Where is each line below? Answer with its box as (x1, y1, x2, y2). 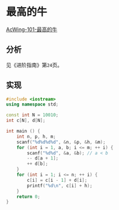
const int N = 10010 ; (6, 112, 59, 118)
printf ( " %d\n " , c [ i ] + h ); (27, 182, 93, 188)
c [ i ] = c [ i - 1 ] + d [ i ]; (27, 177, 87, 183)
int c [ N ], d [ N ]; (6, 118, 45, 124)
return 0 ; (16, 194, 41, 199)
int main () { (6, 128, 41, 134)
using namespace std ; (6, 101, 59, 107)
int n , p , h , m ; (16, 133, 57, 140)
